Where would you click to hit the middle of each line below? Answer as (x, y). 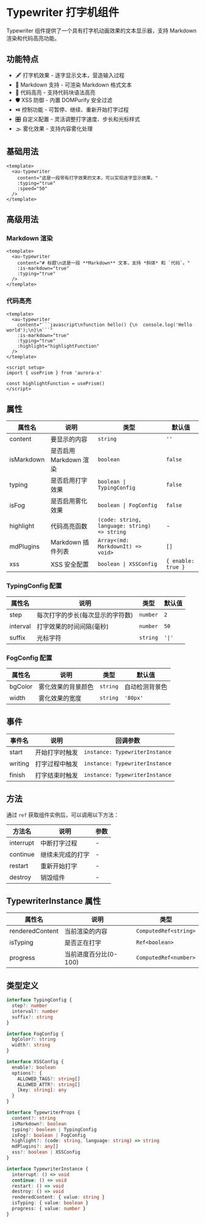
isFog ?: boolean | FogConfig (49, 1135)
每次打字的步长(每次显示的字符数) (85, 615)
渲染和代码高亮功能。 (33, 38)
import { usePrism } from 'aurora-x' (54, 373)
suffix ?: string (32, 1017)
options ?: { (27, 1073)
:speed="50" (32, 189)
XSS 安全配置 (70, 565)
